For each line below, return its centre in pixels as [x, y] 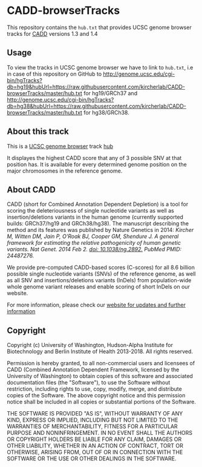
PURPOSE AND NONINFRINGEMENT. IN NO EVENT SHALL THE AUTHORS [100, 433]
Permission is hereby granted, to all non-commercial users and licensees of [101, 363]
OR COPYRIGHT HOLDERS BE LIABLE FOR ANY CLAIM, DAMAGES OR [94, 439]
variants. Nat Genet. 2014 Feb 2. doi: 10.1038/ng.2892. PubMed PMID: [94, 250]
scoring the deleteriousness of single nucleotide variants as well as [90, 211]
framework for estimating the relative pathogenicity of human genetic [94, 243]
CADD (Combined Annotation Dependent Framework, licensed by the [93, 369]
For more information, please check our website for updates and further [96, 305]
